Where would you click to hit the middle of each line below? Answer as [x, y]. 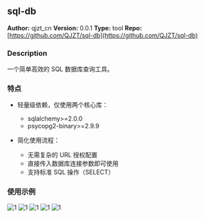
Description [27, 53]
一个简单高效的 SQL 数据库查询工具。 [60, 69]
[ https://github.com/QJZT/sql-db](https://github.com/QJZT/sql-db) [102, 35]
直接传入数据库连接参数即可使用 [73, 163]
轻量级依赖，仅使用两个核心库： [62, 105]
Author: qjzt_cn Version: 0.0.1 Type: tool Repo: [75, 28]
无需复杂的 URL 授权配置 [62, 155]
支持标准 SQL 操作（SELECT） [71, 172]
